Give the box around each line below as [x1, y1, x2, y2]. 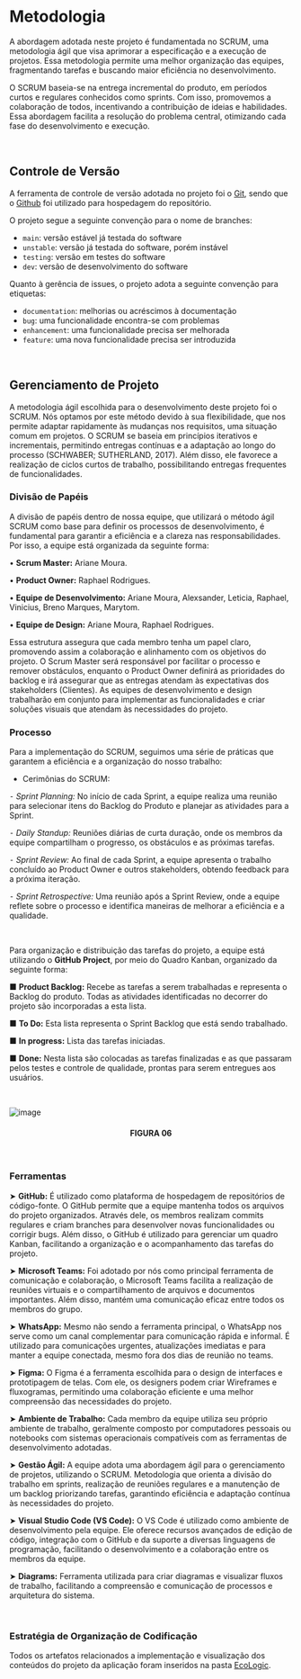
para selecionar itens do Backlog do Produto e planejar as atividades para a [9, 801, 289, 812]
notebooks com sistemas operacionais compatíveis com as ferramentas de [9, 1432, 288, 1443]
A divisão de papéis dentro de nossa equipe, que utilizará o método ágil [9, 511, 275, 522]
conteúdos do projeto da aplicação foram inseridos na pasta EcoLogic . [9, 1659, 271, 1670]
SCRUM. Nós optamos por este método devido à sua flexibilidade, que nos [9, 411, 286, 422]
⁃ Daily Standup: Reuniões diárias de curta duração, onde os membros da [9, 828, 283, 839]
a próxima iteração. [9, 874, 81, 884]
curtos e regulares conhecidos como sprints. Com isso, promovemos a [9, 92, 271, 103]
